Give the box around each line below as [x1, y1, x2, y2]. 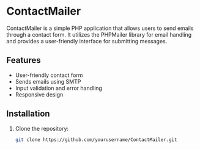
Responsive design [15, 90, 64, 98]
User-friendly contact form [15, 71, 83, 79]
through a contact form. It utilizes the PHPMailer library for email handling [6, 31, 191, 38]
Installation [6, 109, 50, 119]
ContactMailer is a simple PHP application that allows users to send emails [6, 24, 194, 32]
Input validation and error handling [15, 84, 103, 92]
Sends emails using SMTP [15, 78, 81, 85]
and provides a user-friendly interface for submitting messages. [6, 37, 168, 45]
